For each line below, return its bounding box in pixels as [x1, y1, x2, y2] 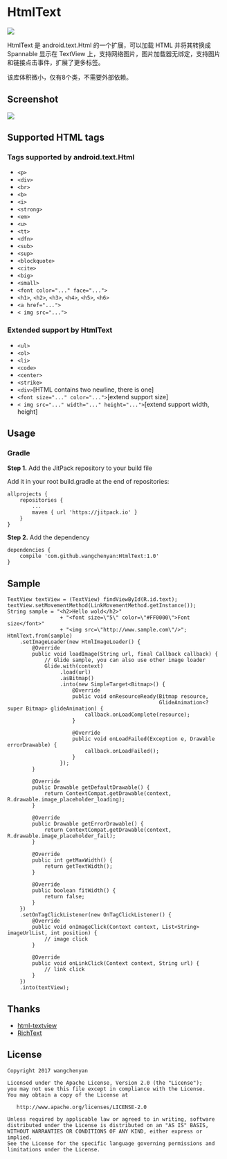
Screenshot [7, 94, 59, 105]
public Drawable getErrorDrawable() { [32, 821, 144, 828]
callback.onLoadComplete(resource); [84, 711, 190, 718]
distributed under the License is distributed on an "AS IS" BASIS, [7, 1122, 209, 1128]
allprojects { [7, 491, 48, 498]
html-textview [17, 1022, 57, 1030]
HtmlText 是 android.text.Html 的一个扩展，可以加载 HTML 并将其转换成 [7, 41, 211, 49]
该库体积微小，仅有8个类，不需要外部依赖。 [7, 73, 133, 81]
